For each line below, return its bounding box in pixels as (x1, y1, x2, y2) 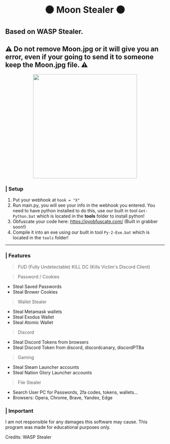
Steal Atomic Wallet (12, 319, 53, 325)
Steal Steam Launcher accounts (12, 364, 79, 370)
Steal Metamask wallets (12, 308, 62, 314)
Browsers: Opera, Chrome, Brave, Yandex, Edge (12, 394, 113, 400)
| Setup (5, 185, 24, 193)
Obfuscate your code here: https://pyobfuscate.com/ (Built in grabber (12, 218, 158, 225)
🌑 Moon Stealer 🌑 (45, 4, 125, 16)
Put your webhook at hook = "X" (12, 197, 80, 203)
